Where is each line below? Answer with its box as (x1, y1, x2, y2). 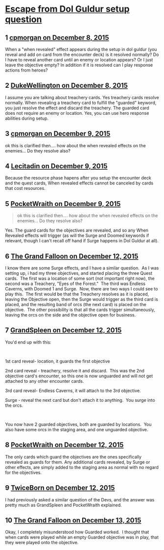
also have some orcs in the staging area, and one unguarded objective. (5, 426, 148, 432)
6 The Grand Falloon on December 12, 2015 (5, 252, 139, 261)
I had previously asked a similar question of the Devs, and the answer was (5, 497, 155, 502)
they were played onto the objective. (5, 540, 79, 546)
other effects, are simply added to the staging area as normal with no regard (5, 464, 159, 470)
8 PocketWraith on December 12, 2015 (5, 441, 124, 449)
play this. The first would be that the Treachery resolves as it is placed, (5, 291, 149, 297)
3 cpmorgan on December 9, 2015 (5, 130, 111, 138)
